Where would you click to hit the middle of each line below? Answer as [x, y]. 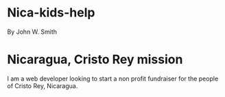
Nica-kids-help [51, 13]
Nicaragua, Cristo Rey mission [95, 60]
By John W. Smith [32, 32]
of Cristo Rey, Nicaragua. [43, 86]
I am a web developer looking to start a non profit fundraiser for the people [113, 78]
